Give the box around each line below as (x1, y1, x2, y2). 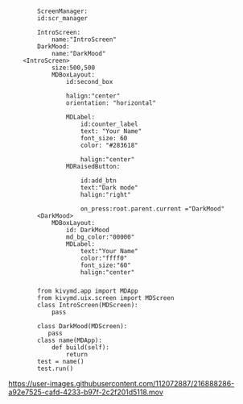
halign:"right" (80, 190, 131, 198)
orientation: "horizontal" (65, 98, 157, 107)
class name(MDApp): (37, 336, 103, 344)
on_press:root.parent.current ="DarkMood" (80, 205, 225, 213)
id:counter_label (80, 120, 138, 128)
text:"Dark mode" (80, 183, 138, 192)
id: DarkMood (65, 226, 110, 234)
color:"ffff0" (80, 254, 128, 262)
